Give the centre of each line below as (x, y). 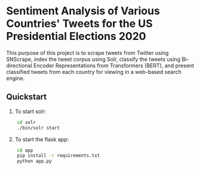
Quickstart (27, 97)
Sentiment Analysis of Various (83, 11)
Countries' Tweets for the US (80, 24)
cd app (25, 150)
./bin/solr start (39, 128)
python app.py (34, 161)
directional (19, 65)
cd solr (26, 122)
